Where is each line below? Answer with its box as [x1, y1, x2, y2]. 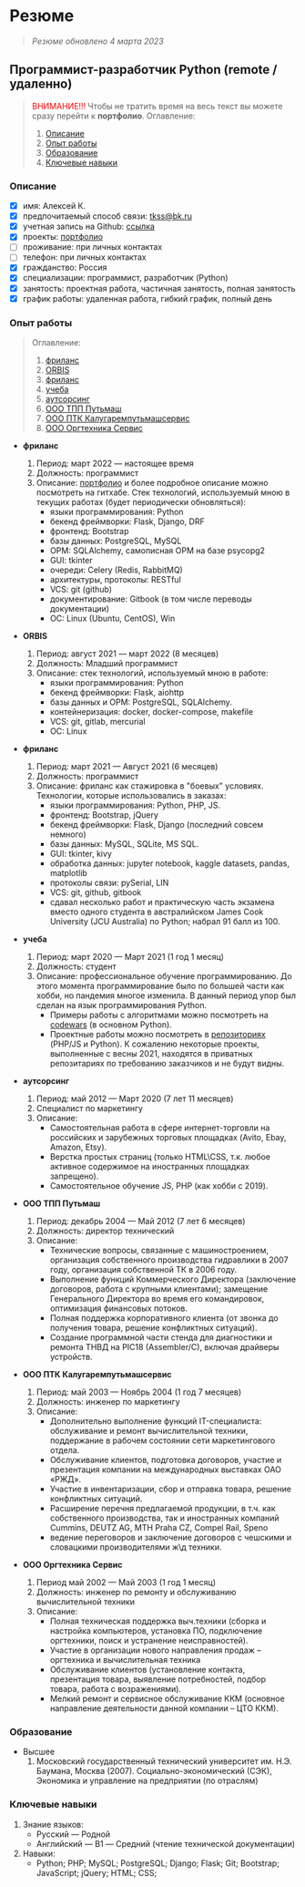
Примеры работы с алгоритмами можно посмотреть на [49, 1009, 269, 1020]
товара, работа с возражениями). [49, 1683, 182, 1694]
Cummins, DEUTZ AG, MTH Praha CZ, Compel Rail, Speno [49, 1521, 269, 1532]
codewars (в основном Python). [49, 1018, 173, 1030]
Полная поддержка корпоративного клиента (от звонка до [49, 1312, 280, 1323]
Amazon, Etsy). [49, 1141, 107, 1152]
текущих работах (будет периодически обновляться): [36, 496, 247, 507]
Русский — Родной [36, 1829, 111, 1840]
